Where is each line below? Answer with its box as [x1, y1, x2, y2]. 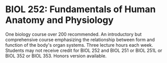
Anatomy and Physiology [5, 14, 114, 26]
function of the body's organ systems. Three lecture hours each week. [5, 42, 154, 48]
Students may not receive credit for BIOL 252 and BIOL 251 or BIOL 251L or [5, 47, 162, 53]
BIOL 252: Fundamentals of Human [5, 4, 156, 15]
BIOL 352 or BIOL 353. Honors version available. [5, 52, 107, 59]
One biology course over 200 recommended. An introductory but [5, 31, 142, 37]
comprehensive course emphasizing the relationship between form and [5, 37, 155, 43]
